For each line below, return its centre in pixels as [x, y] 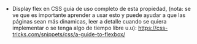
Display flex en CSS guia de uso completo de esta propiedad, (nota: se [102, 9]
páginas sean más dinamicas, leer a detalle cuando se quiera [89, 21]
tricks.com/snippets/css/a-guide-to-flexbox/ [69, 34]
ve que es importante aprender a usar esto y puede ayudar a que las [99, 15]
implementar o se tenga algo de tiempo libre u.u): [74, 28]
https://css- [153, 28]
